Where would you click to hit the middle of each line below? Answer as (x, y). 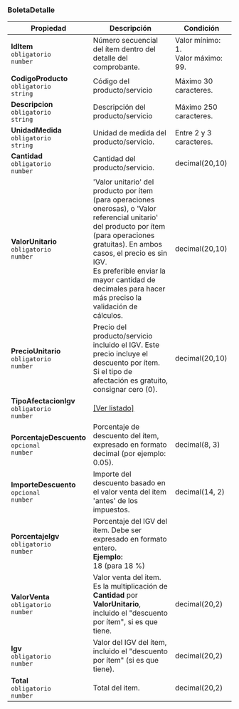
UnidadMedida (36, 130)
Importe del (112, 474)
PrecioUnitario (36, 351)
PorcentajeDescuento (49, 438)
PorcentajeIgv (35, 537)
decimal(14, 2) (200, 492)
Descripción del (119, 107)
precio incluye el (120, 354)
